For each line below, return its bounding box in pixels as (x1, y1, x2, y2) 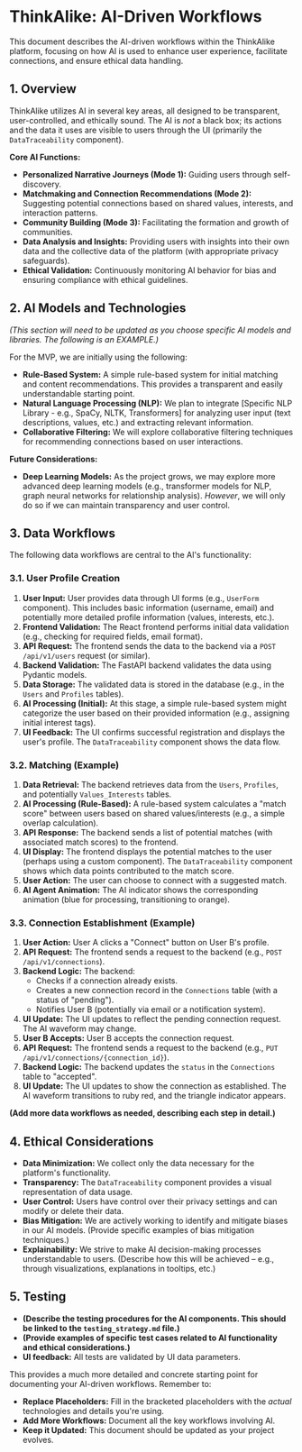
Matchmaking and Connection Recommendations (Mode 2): (22, 187, 252, 199)
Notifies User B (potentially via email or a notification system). (35, 1004, 266, 1015)
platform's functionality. (22, 1167, 111, 1178)
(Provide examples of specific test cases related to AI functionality (22, 1332, 278, 1343)
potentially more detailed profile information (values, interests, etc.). (22, 611, 275, 623)
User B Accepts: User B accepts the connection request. (22, 1033, 234, 1044)
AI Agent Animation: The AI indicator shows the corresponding (22, 884, 259, 895)
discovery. (22, 178, 61, 189)
